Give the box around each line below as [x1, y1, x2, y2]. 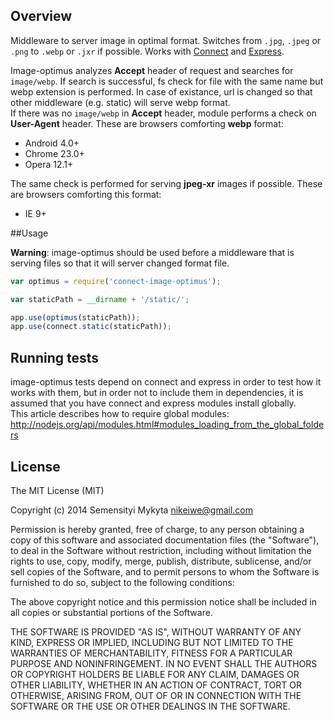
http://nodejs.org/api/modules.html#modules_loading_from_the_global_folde [10, 419, 325, 431]
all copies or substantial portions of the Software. [10, 606, 213, 618]
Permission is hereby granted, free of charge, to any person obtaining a [10, 523, 305, 535]
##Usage [10, 227, 49, 239]
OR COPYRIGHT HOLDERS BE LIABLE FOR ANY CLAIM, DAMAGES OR [10, 668, 300, 680]
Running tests [10, 349, 100, 366]
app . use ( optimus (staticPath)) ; [10, 312, 141, 323]
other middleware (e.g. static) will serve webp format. [10, 96, 231, 108]
